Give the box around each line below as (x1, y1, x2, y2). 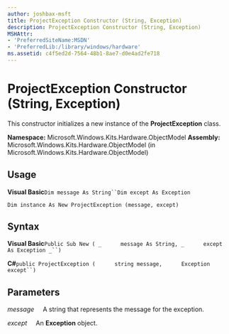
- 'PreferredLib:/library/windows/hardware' (7, 43, 141, 50)
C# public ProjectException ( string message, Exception (7, 259, 211, 268)
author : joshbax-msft (7, 10, 72, 18)
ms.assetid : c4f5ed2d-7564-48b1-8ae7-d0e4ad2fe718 (7, 50, 160, 58)
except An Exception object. (7, 319, 98, 328)
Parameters (7, 286, 60, 298)
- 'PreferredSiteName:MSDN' (7, 37, 91, 44)
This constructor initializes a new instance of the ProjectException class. (7, 119, 221, 128)
